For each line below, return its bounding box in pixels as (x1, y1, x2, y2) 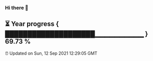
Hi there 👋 (5, 4, 29, 11)
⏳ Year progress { (5, 20, 59, 28)
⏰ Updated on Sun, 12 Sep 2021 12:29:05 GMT (5, 50, 97, 56)
